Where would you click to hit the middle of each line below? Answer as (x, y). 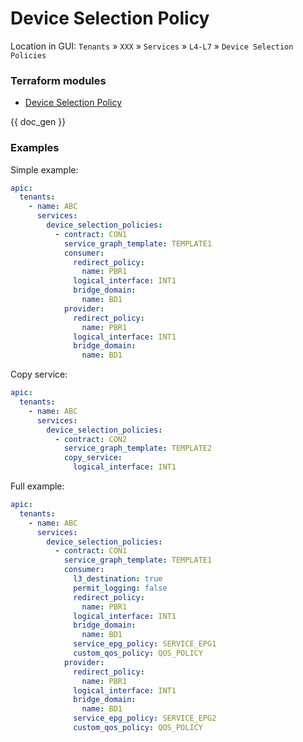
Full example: (37, 486)
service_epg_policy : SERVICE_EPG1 (145, 644)
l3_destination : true (118, 579)
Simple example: (44, 169)
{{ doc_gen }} (38, 122)
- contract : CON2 (91, 439)
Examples (35, 148)
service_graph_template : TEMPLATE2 (138, 448)
